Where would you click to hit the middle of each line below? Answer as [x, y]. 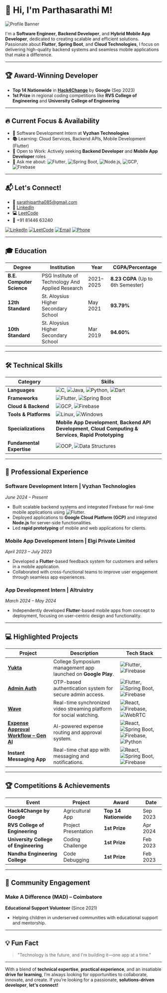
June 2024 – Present [27, 497]
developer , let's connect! [32, 985]
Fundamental [24, 443]
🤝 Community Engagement [48, 883]
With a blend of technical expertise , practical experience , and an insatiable [83, 969]
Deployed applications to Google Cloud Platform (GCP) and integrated [85, 517]
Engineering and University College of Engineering [66, 100]
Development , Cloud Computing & [97, 429]
